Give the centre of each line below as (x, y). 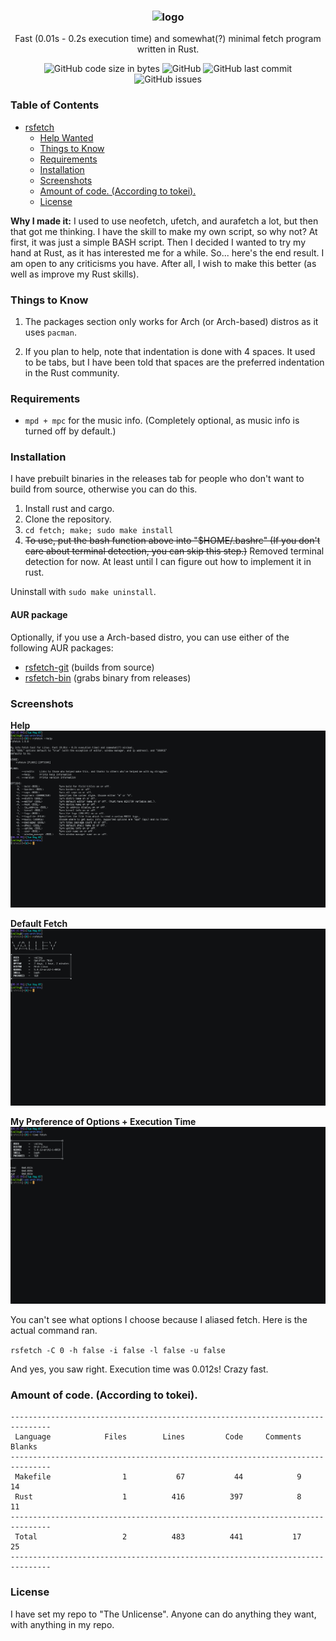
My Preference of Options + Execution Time (103, 1121)
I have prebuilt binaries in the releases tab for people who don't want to (157, 479)
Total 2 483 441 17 (158, 1537)
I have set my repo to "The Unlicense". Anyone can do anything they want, (163, 1614)
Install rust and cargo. (69, 509)
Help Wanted (66, 137)
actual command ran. (54, 1330)
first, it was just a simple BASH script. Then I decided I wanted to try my (158, 242)
